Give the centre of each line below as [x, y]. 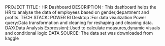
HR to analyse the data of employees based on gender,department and [77, 12]
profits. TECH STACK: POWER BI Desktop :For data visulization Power [76, 17]
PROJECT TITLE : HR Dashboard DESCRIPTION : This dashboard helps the [81, 7]
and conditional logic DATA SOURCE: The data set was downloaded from [79, 33]
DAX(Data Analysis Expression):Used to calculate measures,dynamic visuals [82, 28]
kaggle [12, 38]
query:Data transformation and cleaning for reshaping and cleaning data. [79, 23]
